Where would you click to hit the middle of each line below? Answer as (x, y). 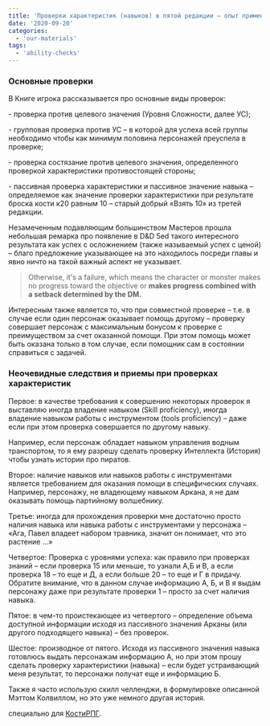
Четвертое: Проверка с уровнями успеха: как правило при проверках (129, 557)
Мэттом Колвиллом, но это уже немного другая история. (107, 697)
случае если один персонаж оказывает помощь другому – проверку (127, 319)
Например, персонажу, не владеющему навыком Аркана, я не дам (124, 491)
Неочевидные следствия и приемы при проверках (113, 373)
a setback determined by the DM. (85, 295)
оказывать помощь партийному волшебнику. (86, 500)
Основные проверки (51, 81)
